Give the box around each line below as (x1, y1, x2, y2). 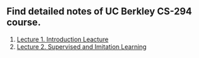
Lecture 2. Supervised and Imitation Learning (16, 42, 147, 51)
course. (6, 17, 41, 29)
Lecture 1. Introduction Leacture (16, 35, 109, 43)
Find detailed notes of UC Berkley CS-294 (6, 6, 193, 17)
